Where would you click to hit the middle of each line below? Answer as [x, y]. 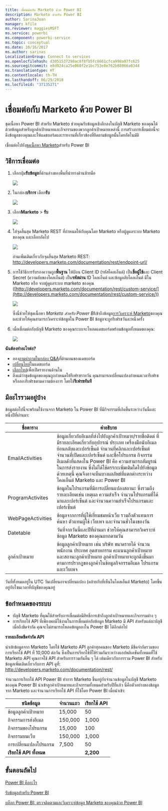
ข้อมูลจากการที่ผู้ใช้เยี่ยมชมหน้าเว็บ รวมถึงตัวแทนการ [105, 515]
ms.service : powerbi [27, 33]
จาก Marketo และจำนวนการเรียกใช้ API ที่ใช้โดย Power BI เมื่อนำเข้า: [65, 690]
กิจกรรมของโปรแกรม [27, 728]
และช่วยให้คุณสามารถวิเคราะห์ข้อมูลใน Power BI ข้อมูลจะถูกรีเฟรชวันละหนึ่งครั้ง [78, 319]
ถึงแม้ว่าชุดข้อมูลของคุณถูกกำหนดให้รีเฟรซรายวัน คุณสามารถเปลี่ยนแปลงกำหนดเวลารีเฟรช [85, 376]
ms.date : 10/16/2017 [27, 47]
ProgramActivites [28, 498]
